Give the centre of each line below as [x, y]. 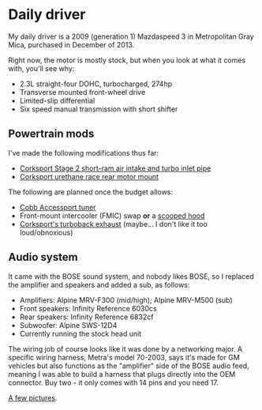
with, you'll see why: [41, 68]
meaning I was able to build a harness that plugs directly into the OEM [122, 374]
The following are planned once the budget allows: [91, 192]
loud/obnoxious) [46, 232]
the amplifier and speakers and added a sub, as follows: [99, 284]
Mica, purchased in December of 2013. [71, 44]
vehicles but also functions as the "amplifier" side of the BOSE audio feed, [129, 366]
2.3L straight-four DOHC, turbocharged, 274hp [95, 84]
